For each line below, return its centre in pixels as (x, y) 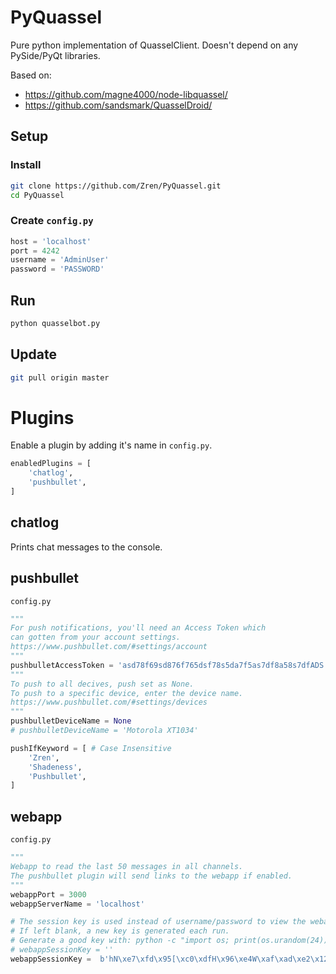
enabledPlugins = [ (51, 464)
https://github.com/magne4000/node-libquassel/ (126, 94)
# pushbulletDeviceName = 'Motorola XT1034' (104, 731)
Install (26, 165)
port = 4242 (35, 251)
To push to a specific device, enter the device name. (127, 693)
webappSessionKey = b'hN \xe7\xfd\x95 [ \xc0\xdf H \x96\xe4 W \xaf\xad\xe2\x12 (169, 959)
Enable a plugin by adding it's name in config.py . (111, 445)
